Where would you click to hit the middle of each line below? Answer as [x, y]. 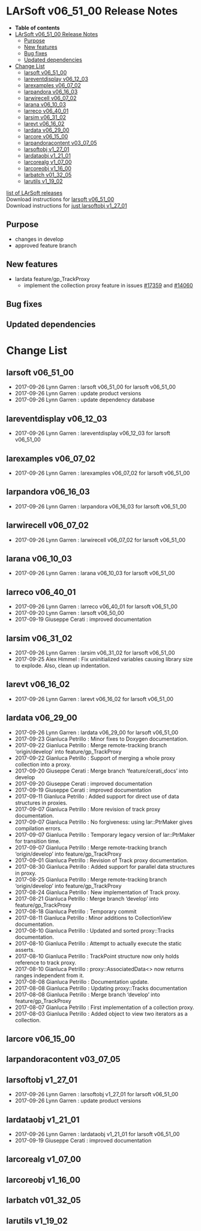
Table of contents [37, 28]
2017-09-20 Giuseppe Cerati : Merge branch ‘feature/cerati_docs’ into [101, 771]
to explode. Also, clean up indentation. [62, 665]
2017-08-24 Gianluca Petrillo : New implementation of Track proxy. [97, 892]
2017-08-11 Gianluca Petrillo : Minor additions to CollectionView [93, 918]
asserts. [25, 949]
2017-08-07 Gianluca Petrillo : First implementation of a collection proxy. [104, 1007]
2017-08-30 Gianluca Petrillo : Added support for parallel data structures [105, 866]
